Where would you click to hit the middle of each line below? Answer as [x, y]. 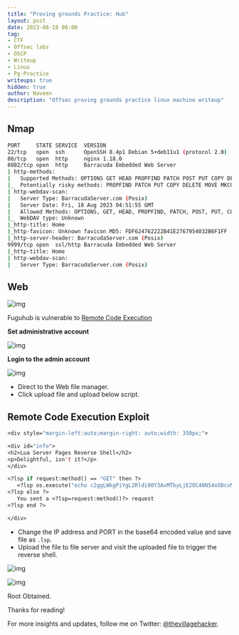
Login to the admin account [49, 359]
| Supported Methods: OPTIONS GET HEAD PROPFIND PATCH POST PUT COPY [116, 179]
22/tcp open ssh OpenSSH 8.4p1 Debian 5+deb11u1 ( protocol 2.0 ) [117, 152]
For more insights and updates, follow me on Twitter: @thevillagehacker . [113, 624]
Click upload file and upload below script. [79, 394]
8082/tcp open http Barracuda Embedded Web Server [92, 165]
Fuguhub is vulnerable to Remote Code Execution [80, 318]
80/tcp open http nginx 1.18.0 [65, 159]
